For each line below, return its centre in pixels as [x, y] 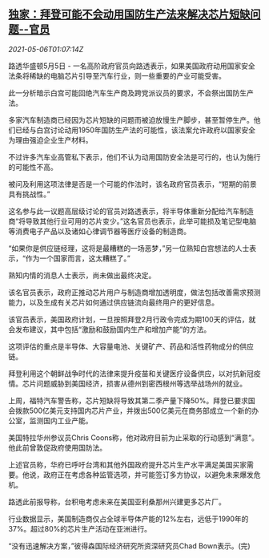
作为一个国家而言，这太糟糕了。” [78, 258]
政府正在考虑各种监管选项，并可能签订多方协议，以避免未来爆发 [148, 475]
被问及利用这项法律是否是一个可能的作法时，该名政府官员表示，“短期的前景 [133, 184]
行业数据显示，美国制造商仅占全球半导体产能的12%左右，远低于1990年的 [128, 519]
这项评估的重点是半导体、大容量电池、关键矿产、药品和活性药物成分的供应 [131, 346]
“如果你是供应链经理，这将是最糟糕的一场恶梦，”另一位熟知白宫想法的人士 [129, 248]
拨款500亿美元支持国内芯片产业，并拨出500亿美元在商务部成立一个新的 [133, 410]
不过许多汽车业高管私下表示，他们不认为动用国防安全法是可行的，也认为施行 [134, 157]
